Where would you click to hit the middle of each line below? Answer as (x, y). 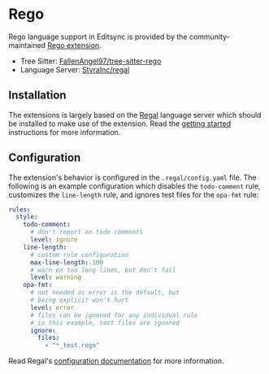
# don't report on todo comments (87, 233)
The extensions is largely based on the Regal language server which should (135, 115)
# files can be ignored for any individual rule (114, 315)
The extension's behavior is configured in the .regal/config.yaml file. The (133, 177)
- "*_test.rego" (72, 346)
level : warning (56, 277)
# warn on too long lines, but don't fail (103, 270)
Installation (37, 96)
